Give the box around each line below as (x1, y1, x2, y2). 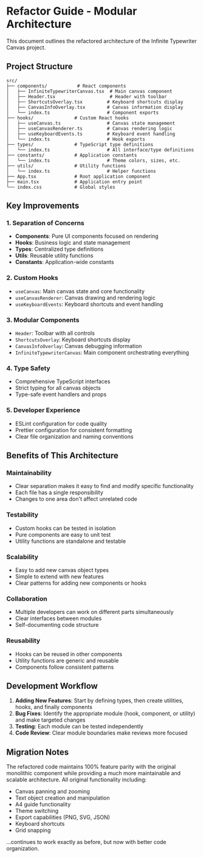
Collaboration (6, 595, 47, 603)
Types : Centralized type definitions (15, 245, 104, 253)
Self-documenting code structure (15, 621, 99, 629)
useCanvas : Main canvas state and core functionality (15, 287, 145, 295)
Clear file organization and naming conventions (15, 433, 134, 440)
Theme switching (15, 807, 59, 815)
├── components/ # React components (6, 83, 126, 89)
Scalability (6, 553, 38, 561)
